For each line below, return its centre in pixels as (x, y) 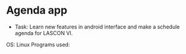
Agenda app (37, 10)
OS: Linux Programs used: (38, 45)
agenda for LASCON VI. (44, 33)
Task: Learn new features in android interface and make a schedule (97, 27)
